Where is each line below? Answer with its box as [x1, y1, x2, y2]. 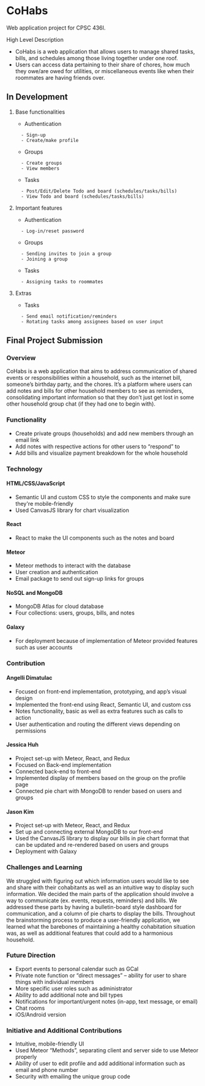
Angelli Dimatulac [6, 674, 53, 682]
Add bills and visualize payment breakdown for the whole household [15, 449, 188, 457]
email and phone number [15, 1066, 78, 1074]
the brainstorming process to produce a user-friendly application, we [6, 916, 181, 924]
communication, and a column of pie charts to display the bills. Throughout [6, 910, 196, 917]
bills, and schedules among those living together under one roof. [15, 54, 179, 61]
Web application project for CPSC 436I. [6, 24, 106, 31]
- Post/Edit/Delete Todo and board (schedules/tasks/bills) [21, 188, 177, 194]
